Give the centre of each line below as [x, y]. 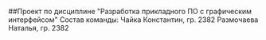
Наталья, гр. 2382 [39, 28]
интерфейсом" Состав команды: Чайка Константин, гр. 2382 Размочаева [133, 20]
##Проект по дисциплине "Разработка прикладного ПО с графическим [130, 11]
